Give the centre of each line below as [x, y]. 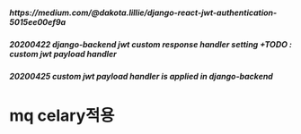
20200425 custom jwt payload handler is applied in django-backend [142, 77]
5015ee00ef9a [38, 21]
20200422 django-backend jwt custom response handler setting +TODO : [151, 44]
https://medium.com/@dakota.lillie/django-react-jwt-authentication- [143, 13]
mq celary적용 [62, 115]
